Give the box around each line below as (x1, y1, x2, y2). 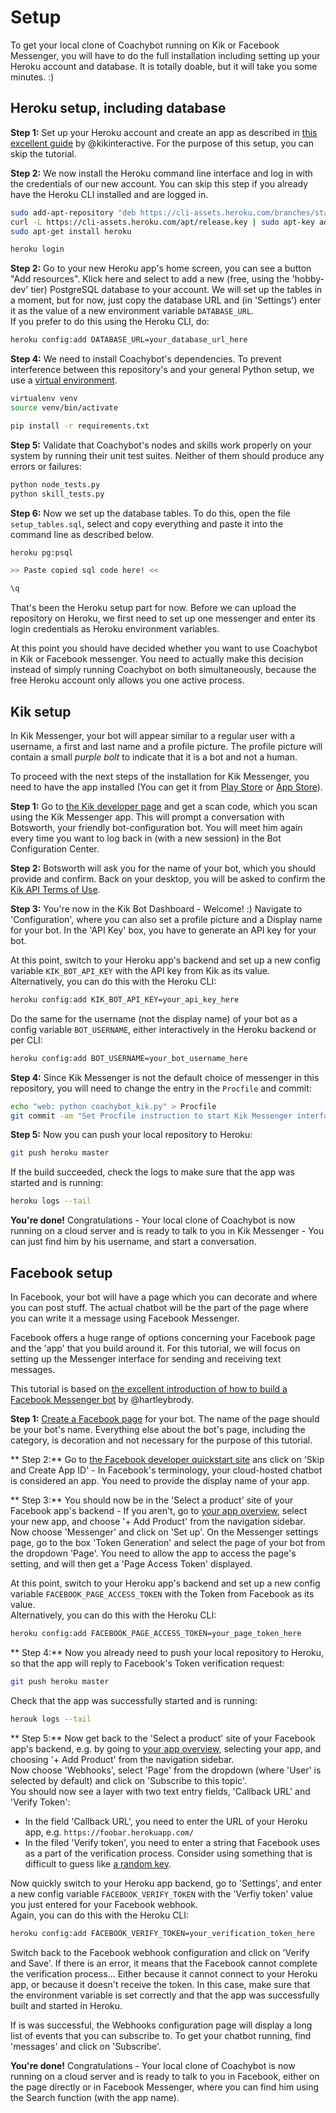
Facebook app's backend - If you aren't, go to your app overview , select (10, 1505, 308, 1516)
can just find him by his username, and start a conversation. (10, 1236, 257, 1248)
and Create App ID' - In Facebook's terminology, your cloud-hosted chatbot (10, 1464, 323, 1476)
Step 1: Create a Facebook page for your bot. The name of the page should (10, 1413, 320, 1425)
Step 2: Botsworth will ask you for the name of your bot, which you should (10, 862, 317, 874)
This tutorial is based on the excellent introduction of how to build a (10, 1383, 288, 1395)
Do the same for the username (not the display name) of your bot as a (10, 1012, 298, 1025)
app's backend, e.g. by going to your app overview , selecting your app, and (10, 1742, 322, 1755)
